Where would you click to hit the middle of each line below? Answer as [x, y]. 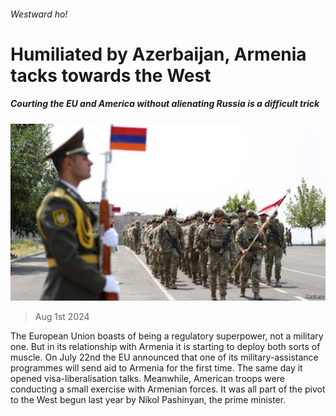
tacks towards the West [111, 75]
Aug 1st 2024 [62, 317]
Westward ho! [39, 14]
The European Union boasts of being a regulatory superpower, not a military [167, 336]
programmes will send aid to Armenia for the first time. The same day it [156, 368]
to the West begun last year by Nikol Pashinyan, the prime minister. [148, 400]
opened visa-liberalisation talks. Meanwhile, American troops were [147, 379]
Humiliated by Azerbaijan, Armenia [158, 54]
